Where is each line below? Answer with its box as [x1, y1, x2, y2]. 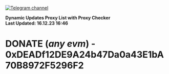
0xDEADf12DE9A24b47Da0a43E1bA [5, 49, 164, 61]
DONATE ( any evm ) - [5, 38, 96, 50]
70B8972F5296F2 [5, 60, 84, 71]
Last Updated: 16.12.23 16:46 [5, 20, 68, 26]
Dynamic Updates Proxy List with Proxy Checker [5, 15, 111, 20]
